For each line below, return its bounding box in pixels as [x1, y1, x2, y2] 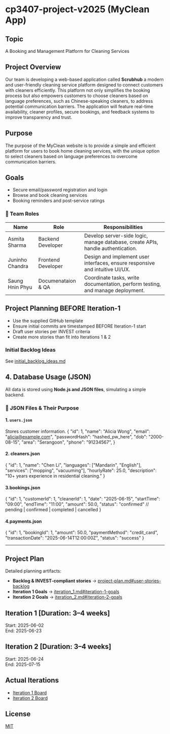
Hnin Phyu [8, 283, 32, 290]
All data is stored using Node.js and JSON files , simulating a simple [5, 386, 146, 392]
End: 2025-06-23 [5, 628, 42, 634]
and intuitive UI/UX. [84, 266, 131, 273]
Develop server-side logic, [84, 232, 148, 239]
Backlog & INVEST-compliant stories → [12, 578, 97, 584]
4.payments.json [5, 518, 42, 524]
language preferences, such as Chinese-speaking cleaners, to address [5, 98, 153, 104]
